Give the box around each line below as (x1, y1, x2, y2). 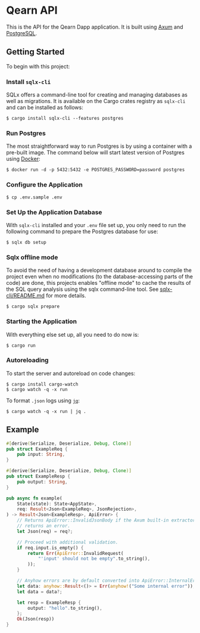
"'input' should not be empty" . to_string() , (37, 556, 151, 562)
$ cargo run (6, 342, 36, 349)
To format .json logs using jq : (6, 397, 80, 404)
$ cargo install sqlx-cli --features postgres (6, 116, 124, 122)
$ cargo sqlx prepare (6, 303, 60, 310)
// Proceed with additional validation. (17, 539, 118, 545)
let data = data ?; (17, 588, 62, 595)
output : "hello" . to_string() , (27, 605, 102, 611)
